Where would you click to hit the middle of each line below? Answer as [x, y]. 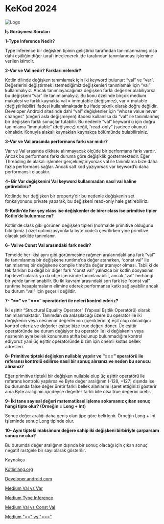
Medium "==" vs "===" [29, 517]
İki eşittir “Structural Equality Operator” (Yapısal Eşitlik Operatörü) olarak [78, 310]
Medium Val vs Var [24, 488]
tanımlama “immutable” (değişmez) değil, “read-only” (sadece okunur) [76, 127]
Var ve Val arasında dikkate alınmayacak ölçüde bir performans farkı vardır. [81, 151]
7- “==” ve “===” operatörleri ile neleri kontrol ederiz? [62, 300]
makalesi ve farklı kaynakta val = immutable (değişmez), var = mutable [76, 100]
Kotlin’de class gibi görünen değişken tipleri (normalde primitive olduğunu [79, 225]
